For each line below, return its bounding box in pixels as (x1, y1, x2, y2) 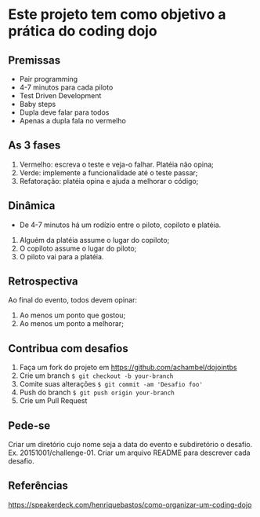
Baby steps (19, 100, 56, 108)
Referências (8, 479, 69, 493)
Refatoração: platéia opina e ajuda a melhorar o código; (19, 176, 199, 185)
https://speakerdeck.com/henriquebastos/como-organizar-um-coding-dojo (8, 500, 252, 509)
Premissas (8, 53, 61, 67)
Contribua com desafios (8, 342, 128, 355)
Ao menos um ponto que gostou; (19, 310, 126, 320)
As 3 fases (8, 139, 61, 152)
